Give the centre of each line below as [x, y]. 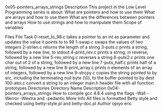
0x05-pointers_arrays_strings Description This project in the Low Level [75, 7]
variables [14, 28]
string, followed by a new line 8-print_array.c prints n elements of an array [79, 68]
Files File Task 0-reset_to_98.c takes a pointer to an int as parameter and [77, 37]
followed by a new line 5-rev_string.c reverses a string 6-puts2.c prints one [80, 57]
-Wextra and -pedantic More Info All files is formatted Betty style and [89, 98]
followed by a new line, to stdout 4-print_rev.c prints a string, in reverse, [77, 52]
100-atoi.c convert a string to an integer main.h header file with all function [79, 83]
